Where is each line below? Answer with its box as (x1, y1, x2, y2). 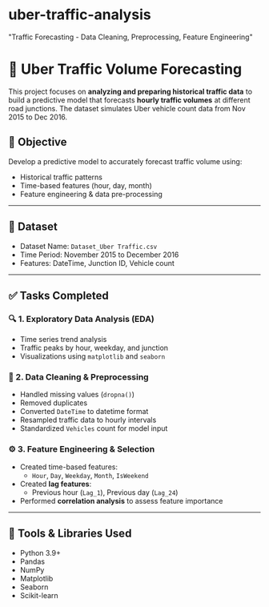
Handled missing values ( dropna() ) (19, 390, 134, 400)
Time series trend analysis (19, 335, 107, 344)
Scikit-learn (19, 590, 58, 600)
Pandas (19, 557, 46, 566)
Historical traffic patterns (19, 172, 102, 182)
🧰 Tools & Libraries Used (8, 527, 132, 541)
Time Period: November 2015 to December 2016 (19, 250, 179, 259)
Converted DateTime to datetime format (19, 407, 149, 416)
